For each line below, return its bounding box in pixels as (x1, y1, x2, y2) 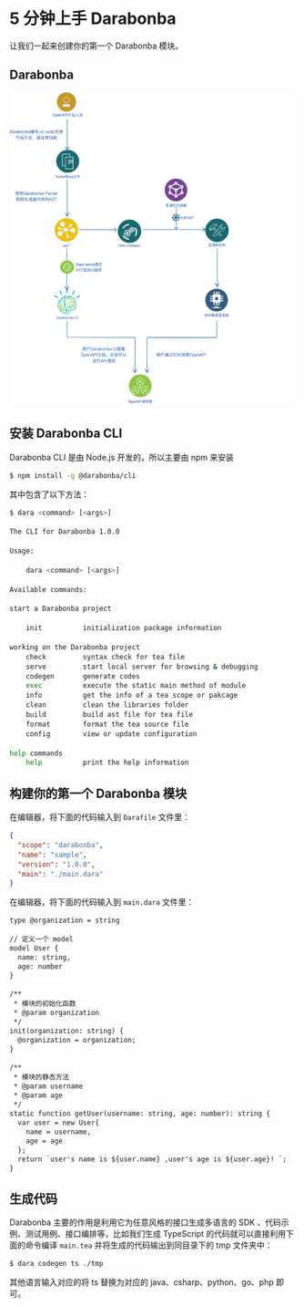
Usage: (9, 546, 35, 556)
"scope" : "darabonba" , (17, 840, 104, 849)
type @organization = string (9, 916, 120, 926)
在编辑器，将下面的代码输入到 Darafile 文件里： (9, 812, 191, 823)
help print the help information (25, 758, 189, 767)
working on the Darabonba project (9, 642, 141, 652)
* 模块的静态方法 (13, 1073, 70, 1082)
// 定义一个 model (9, 935, 74, 944)
